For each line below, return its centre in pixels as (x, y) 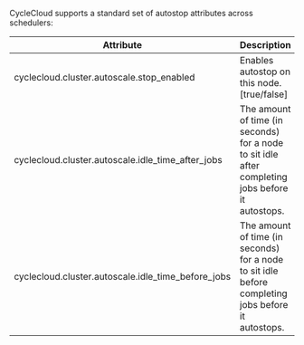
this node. (261, 83)
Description (265, 45)
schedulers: (31, 23)
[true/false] (263, 94)
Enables (256, 60)
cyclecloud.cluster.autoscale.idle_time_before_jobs (123, 277)
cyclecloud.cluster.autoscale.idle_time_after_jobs (119, 160)
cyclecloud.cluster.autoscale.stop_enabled (104, 77)
